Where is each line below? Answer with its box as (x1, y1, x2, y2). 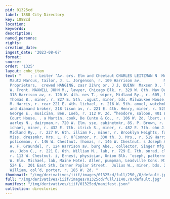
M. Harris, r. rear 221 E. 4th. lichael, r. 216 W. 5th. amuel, (10, 102, 148, 107)
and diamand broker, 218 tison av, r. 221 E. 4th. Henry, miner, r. (10, 106, 157, 111)
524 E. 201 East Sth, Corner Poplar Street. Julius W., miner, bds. (10, 163, 162, 168)
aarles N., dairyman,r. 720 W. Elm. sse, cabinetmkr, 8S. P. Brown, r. (10, 120, 164, 126)
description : (5, 31, 33, 36)
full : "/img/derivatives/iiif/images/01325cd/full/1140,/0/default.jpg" (5, 177, 162, 182)
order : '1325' (5, 64, 35, 69)
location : (5, 21, 26, 27)
